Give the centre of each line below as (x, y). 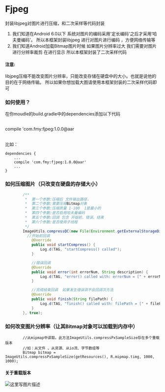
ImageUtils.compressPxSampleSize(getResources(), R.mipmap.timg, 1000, (80, 357)
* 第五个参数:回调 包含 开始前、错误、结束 (64, 218)
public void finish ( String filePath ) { (72, 299)
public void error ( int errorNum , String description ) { (90, 272)
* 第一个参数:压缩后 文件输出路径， (58, 199)
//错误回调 (41, 263)
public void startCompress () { (63, 245)
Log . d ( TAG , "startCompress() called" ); (81, 250)
